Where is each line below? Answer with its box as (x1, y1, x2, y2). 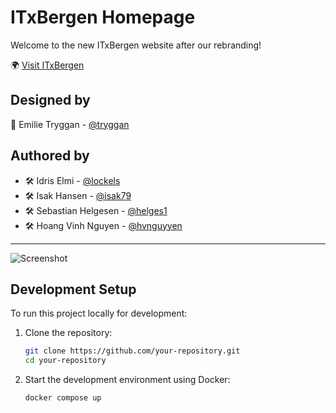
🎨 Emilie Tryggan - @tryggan (10, 118, 130, 130)
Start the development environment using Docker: (24, 374, 231, 386)
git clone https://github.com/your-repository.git (24, 346, 241, 356)
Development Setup (10, 281, 137, 298)
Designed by (10, 92, 91, 109)
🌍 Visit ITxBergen (10, 59, 85, 71)
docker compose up (24, 393, 102, 403)
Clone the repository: (24, 327, 113, 339)
